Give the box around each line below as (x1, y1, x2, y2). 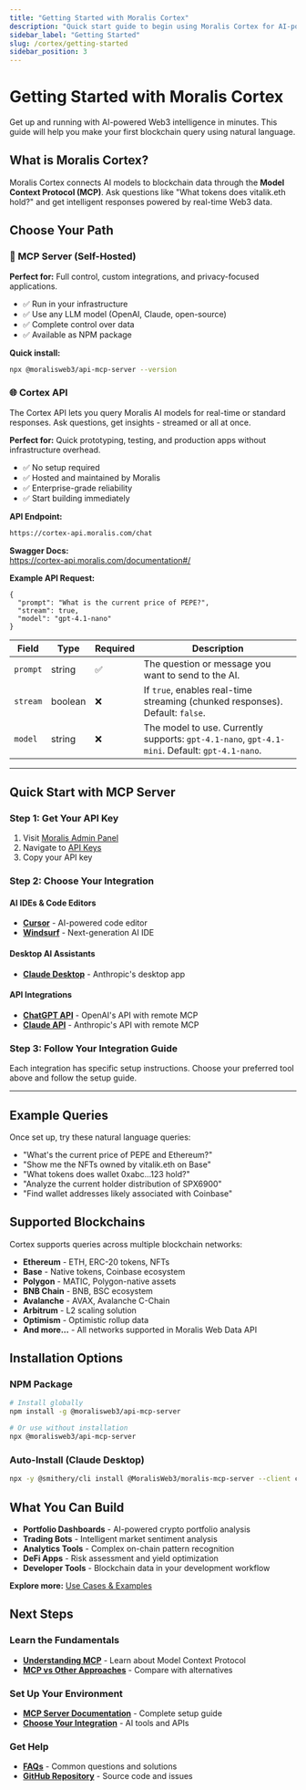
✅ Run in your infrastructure (22, 298, 128, 309)
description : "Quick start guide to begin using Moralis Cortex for (9, 22, 275, 31)
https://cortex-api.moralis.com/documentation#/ (9, 554, 191, 565)
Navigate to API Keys (22, 843, 102, 854)
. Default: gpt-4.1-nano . (162, 744, 262, 757)
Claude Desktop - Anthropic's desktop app (22, 968, 186, 979)
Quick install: (9, 347, 61, 358)
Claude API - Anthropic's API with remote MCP (22, 1019, 199, 1030)
